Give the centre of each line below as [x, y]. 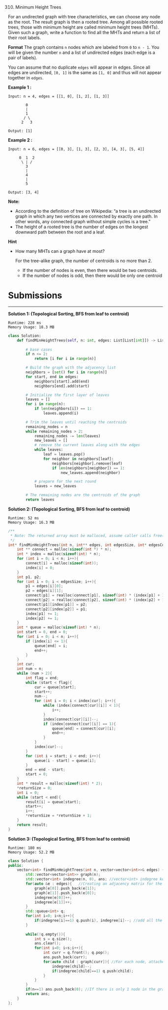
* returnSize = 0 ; [35, 788]
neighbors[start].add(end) [62, 381]
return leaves [40, 500]
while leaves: [49, 450]
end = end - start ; [46, 770]
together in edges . [26, 78]
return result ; [32, 825]
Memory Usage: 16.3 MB [31, 522]
